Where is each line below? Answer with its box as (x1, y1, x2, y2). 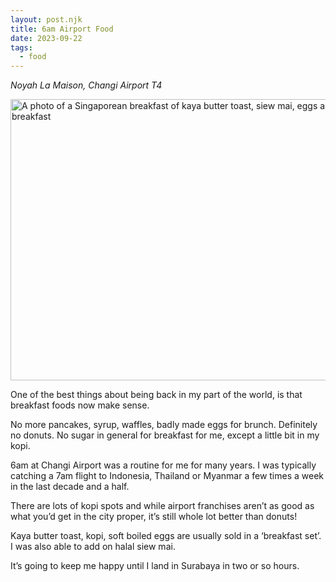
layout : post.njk (10, 14, 83, 25)
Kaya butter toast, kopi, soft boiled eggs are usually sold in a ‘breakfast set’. (10, 530, 322, 542)
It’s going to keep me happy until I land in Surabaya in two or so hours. (10, 560, 300, 572)
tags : (10, 42, 33, 53)
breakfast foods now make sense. (10, 399, 150, 411)
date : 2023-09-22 (10, 33, 83, 43)
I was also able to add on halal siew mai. (10, 541, 176, 553)
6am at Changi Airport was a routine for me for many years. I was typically (10, 459, 317, 471)
